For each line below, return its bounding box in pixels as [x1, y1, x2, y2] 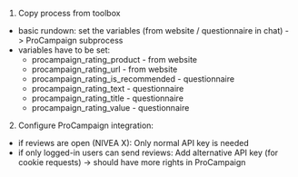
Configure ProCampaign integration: [17, 120, 154, 131]
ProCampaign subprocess [25, 35, 124, 45]
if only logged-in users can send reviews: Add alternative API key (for [17, 147, 279, 158]
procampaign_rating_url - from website [31, 64, 178, 74]
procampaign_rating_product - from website [31, 54, 198, 64]
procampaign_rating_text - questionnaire [31, 84, 184, 93]
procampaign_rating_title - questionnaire [31, 93, 184, 103]
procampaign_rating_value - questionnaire [31, 103, 190, 113]
